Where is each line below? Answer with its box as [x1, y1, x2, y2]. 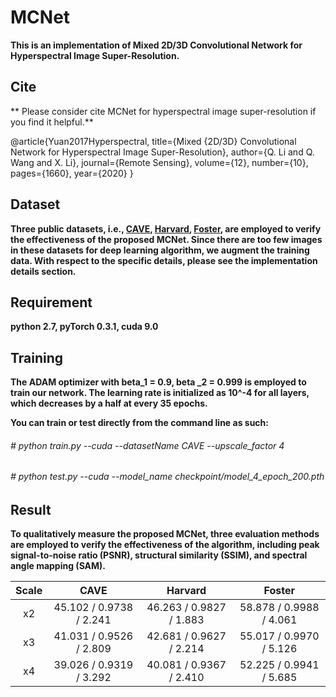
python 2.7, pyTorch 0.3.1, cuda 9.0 [10, 321, 159, 333]
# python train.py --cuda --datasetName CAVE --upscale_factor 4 [10, 439, 285, 451]
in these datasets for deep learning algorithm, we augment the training [10, 244, 310, 256]
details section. [10, 265, 77, 277]
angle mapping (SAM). [10, 560, 107, 572]
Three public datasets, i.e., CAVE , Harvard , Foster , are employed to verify [10, 222, 322, 235]
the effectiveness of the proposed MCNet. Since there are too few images [10, 233, 323, 245]
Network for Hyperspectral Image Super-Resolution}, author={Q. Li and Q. [10, 146, 315, 158]
